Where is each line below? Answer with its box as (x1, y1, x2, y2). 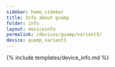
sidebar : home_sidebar (6, 9, 64, 15)
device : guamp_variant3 (6, 37, 67, 43)
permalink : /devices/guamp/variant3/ (6, 32, 102, 38)
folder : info (6, 20, 40, 26)
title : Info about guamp (6, 15, 69, 21)
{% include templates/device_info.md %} (6, 54, 110, 61)
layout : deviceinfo (6, 26, 56, 32)
